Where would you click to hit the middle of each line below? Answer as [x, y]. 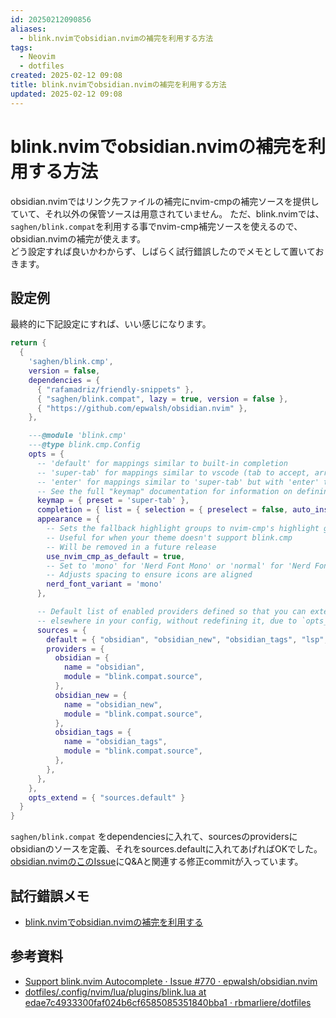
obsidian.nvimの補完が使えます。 [78, 238]
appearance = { [68, 519]
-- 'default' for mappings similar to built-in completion [162, 463]
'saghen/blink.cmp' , [71, 362]
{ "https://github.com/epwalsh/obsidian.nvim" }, [142, 408]
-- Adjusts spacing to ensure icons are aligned [149, 575]
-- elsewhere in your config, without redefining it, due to [167, 621]
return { [28, 343]
